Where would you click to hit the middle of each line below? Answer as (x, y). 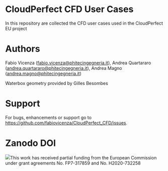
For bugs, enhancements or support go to (49, 117)
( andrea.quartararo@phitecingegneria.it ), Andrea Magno (64, 68)
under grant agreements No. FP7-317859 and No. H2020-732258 (73, 163)
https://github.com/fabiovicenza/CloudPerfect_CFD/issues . (66, 123)
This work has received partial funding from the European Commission (83, 157)
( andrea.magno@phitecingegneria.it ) (43, 73)
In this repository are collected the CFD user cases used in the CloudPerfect (84, 23)
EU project (16, 28)
